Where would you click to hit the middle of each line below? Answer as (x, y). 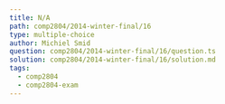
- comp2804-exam (48, 85)
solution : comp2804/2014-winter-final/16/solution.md (113, 60)
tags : (19, 69)
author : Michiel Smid (50, 43)
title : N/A (30, 18)
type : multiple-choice (52, 34)
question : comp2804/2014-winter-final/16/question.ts (113, 52)
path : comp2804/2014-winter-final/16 (80, 26)
